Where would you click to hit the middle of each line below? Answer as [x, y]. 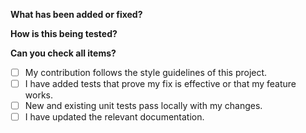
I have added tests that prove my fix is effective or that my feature [160, 84]
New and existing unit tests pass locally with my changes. [143, 106]
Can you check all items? [63, 53]
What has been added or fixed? [76, 14]
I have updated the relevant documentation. [114, 117]
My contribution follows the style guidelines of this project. [146, 72]
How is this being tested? [64, 33]
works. [38, 95]
